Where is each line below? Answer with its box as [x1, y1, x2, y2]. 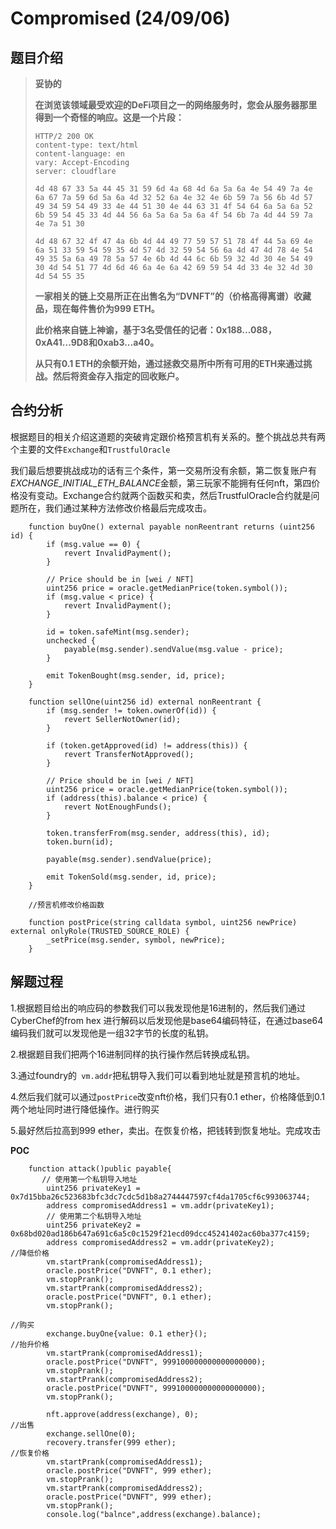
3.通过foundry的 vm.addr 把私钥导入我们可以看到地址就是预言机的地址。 [10, 1069, 306, 1081]
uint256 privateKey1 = [46, 1183, 141, 1193]
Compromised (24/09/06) [10, 7, 231, 30]
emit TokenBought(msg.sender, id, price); [46, 670, 226, 681]
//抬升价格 [10, 1339, 50, 1349]
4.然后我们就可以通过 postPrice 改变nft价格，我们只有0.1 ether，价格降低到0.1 [10, 1090, 325, 1102]
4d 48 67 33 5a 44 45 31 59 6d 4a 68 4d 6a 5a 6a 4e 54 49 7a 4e [34, 184, 313, 194]
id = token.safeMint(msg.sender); [46, 627, 190, 637]
